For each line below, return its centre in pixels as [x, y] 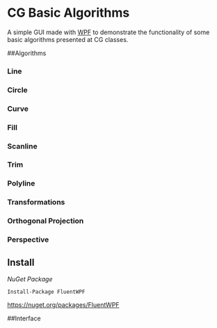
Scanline [22, 146]
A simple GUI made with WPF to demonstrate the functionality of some [108, 32]
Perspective [28, 240]
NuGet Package [30, 279]
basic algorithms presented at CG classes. [68, 39]
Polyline [21, 184]
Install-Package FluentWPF [46, 292]
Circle [17, 90]
